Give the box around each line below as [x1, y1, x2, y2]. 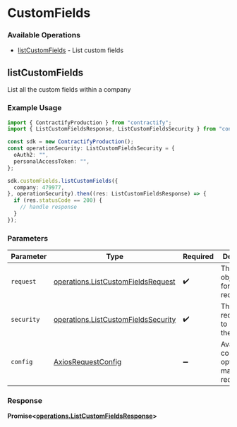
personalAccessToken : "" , [13, 157, 90, 165]
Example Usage [7, 103, 62, 113]
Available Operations [7, 30, 81, 40]
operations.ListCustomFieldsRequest [53, 277, 176, 287]
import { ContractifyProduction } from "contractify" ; [7, 119, 172, 126]
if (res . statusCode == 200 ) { [13, 197, 102, 204]
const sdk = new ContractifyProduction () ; [7, 138, 134, 145]
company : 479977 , [13, 184, 65, 191]
